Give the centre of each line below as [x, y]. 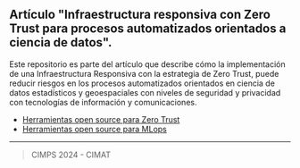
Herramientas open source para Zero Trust [101, 119]
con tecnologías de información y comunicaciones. [103, 102]
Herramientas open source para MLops [95, 129]
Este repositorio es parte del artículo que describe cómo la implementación [147, 64]
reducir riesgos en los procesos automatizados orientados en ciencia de [142, 83]
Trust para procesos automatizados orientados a [148, 29]
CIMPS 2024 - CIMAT [71, 155]
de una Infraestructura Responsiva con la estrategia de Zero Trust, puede [144, 73]
